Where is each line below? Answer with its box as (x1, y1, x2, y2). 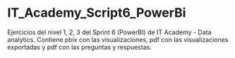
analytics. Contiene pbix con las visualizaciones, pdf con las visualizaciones (7, 35, 229, 43)
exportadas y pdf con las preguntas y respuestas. (7, 43, 152, 51)
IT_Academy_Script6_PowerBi (7, 5, 186, 21)
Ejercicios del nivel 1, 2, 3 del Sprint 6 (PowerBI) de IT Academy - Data (7, 28, 212, 36)
